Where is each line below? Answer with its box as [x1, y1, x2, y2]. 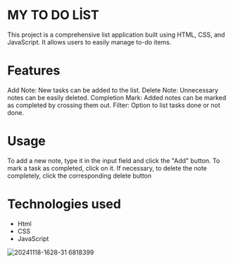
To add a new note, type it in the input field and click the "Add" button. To [7, 156, 220, 165]
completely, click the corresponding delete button [7, 171, 152, 180]
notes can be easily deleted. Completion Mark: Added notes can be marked [7, 93, 227, 102]
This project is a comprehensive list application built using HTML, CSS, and [7, 30, 225, 39]
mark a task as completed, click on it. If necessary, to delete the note [7, 164, 208, 172]
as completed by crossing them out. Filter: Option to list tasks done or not [7, 101, 220, 109]
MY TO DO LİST [7, 7, 100, 23]
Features [7, 63, 61, 79]
